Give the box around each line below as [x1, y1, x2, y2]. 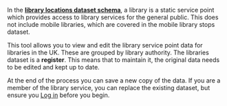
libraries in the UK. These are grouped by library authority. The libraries [7, 48, 210, 56]
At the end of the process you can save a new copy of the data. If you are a [7, 76, 221, 85]
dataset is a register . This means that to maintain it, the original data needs [7, 56, 220, 64]
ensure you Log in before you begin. [7, 91, 110, 99]
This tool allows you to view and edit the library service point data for [7, 41, 203, 49]
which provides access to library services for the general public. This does [7, 13, 219, 21]
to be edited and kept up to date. [7, 63, 100, 71]
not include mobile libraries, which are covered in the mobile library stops [7, 21, 215, 28]
